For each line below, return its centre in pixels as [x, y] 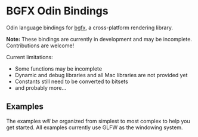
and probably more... [41, 87]
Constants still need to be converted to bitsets [71, 81]
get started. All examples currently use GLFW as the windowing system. [95, 127]
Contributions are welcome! [40, 45]
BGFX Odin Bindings [57, 11]
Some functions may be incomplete [58, 68]
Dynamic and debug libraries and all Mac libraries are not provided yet [101, 75]
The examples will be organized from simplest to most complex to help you [98, 121]
